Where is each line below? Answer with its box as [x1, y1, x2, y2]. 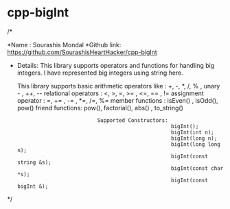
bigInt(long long [170, 140, 221, 148]
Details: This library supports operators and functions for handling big [16, 61, 215, 69]
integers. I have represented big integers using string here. [16, 69, 183, 77]
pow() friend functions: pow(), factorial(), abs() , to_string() [16, 103, 184, 112]
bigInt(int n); [170, 129, 214, 136]
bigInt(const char [170, 164, 224, 172]
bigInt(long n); [170, 135, 218, 142]
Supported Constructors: [97, 116, 168, 124]
